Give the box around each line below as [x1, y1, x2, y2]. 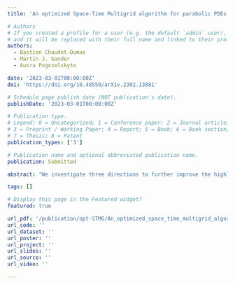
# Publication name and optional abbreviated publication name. [7, 151, 199, 158]
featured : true [7, 202, 52, 210]
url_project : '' [7, 241, 55, 249]
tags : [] [7, 183, 33, 190]
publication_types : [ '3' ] [7, 139, 83, 146]
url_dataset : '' [7, 228, 55, 235]
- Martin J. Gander [13, 55, 71, 63]
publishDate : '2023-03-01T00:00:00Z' [7, 100, 117, 107]
